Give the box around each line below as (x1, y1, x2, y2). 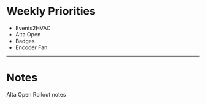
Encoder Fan (15, 44, 48, 51)
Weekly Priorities (6, 4, 96, 18)
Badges (15, 37, 35, 44)
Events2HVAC (15, 24, 51, 32)
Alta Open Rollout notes (6, 91, 66, 98)
